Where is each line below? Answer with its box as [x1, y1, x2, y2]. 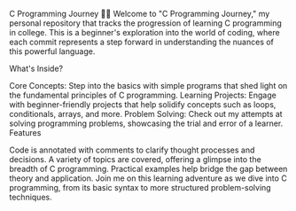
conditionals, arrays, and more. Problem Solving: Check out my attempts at [9, 109, 283, 119]
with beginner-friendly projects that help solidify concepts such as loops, [9, 99, 277, 110]
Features [9, 128, 42, 137]
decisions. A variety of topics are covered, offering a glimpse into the [9, 154, 261, 164]
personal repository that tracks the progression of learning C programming [9, 18, 282, 28]
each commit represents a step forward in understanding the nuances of [9, 36, 275, 47]
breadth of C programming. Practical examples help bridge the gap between [9, 164, 288, 174]
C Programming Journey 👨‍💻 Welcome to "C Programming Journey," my [9, 9, 270, 19]
